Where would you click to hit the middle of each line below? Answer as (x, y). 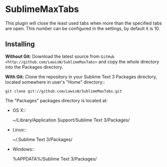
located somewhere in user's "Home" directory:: (55, 82)
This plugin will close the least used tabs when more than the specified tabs (83, 23)
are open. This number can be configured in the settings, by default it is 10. (83, 28)
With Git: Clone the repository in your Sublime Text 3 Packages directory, (81, 77)
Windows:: (23, 149)
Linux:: (19, 129)
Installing (20, 44)
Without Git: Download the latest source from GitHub (60, 56)
